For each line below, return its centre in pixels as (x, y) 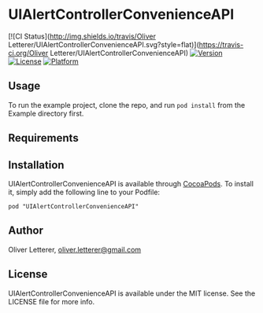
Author (26, 231)
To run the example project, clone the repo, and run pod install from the (127, 105)
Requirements (43, 138)
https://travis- (221, 44)
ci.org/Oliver (28, 53)
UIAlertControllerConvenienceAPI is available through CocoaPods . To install (131, 183)
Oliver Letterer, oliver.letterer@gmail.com (75, 249)
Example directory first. (46, 113)
